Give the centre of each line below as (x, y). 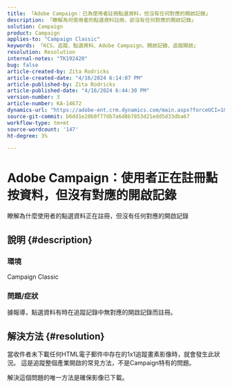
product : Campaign (33, 33)
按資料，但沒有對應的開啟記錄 (92, 195)
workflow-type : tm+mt (38, 123)
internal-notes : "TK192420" (48, 59)
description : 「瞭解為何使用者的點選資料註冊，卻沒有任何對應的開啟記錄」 (102, 20)
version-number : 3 (33, 98)
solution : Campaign (35, 26)
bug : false (23, 65)
